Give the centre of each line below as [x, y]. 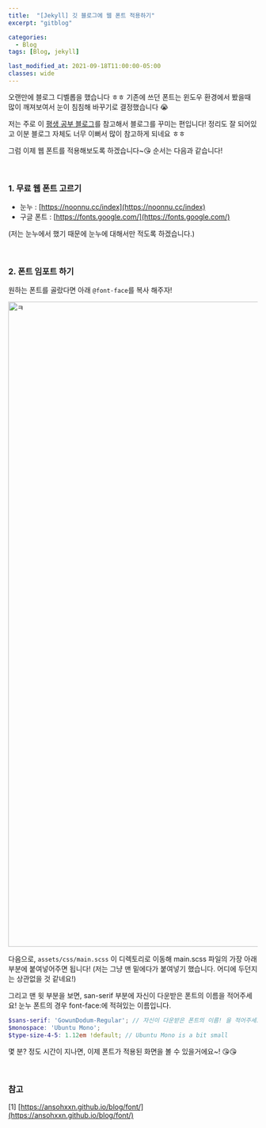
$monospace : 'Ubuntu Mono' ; [55, 1028]
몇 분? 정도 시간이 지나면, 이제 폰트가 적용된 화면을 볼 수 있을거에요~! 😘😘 [123, 1052]
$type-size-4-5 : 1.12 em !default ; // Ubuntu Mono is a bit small [118, 1035]
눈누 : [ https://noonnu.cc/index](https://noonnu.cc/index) [112, 207]
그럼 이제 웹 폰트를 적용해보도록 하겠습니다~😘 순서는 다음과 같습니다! [116, 150]
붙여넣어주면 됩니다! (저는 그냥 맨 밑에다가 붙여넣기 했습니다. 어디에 [133, 969]
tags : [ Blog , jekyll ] [44, 52]
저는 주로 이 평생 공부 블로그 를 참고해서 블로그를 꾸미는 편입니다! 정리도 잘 [122, 123]
